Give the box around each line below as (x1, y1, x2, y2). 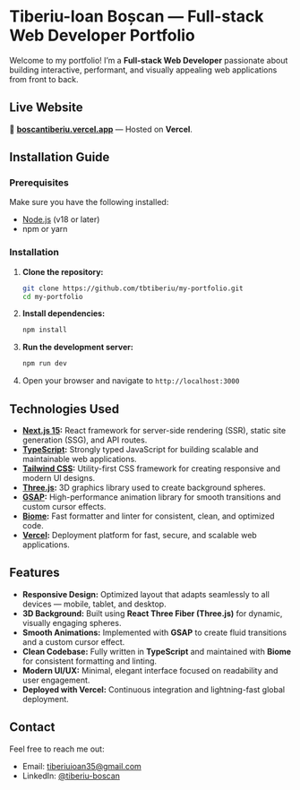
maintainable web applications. (21, 454, 137, 465)
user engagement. (21, 674, 90, 685)
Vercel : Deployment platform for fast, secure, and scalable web (21, 530, 257, 541)
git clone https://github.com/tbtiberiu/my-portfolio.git (21, 284, 244, 293)
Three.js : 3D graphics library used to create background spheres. (21, 482, 266, 494)
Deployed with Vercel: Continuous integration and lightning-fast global (21, 683, 285, 695)
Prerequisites (9, 176, 69, 189)
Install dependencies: (21, 308, 106, 319)
